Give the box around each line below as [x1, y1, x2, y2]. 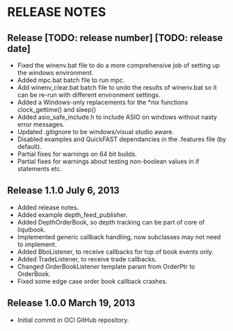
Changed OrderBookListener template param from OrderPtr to [17, 262, 195, 271]
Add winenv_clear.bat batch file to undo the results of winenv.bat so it [17, 83, 217, 91]
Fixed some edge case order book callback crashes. [17, 277, 168, 285]
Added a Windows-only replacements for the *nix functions [17, 98, 188, 106]
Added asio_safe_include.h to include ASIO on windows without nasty [17, 113, 218, 121]
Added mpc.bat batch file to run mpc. [17, 76, 125, 84]
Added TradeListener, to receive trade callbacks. [17, 255, 157, 263]
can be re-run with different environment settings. [17, 91, 161, 99]
